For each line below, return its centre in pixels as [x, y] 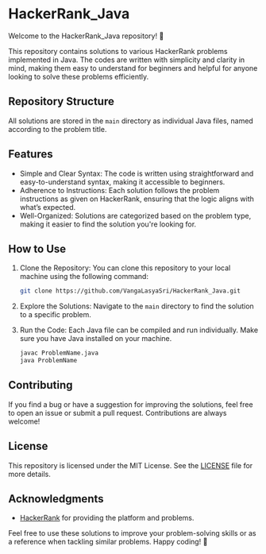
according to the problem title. [58, 129]
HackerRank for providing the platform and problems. [107, 518]
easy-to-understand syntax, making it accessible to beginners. [122, 182]
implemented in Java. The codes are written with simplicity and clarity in [127, 60]
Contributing [40, 385]
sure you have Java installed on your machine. [96, 339]
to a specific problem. [55, 315]
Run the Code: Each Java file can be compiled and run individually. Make [139, 330]
